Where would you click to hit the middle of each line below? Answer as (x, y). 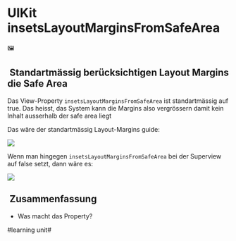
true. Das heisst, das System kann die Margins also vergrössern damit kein (116, 108)
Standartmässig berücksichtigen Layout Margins (119, 73)
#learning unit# (29, 230)
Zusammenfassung (53, 199)
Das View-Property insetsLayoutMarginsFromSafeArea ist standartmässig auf (118, 101)
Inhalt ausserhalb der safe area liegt (60, 116)
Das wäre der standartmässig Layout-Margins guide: (83, 129)
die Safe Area (38, 84)
